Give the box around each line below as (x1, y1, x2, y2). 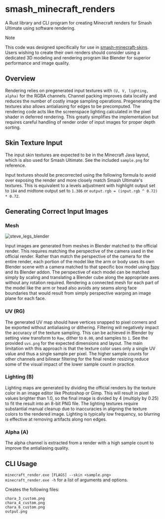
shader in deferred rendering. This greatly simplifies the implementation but (5, 114, 159, 120)
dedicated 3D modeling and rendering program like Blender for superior (5, 54, 151, 60)
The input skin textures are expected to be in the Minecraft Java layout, (5, 152, 150, 158)
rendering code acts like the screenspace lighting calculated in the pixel (5, 108, 151, 114)
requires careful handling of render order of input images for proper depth (5, 119, 156, 125)
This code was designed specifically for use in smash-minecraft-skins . (5, 44, 149, 50)
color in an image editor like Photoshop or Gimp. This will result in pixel (5, 390, 149, 396)
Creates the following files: (5, 486, 60, 492)
